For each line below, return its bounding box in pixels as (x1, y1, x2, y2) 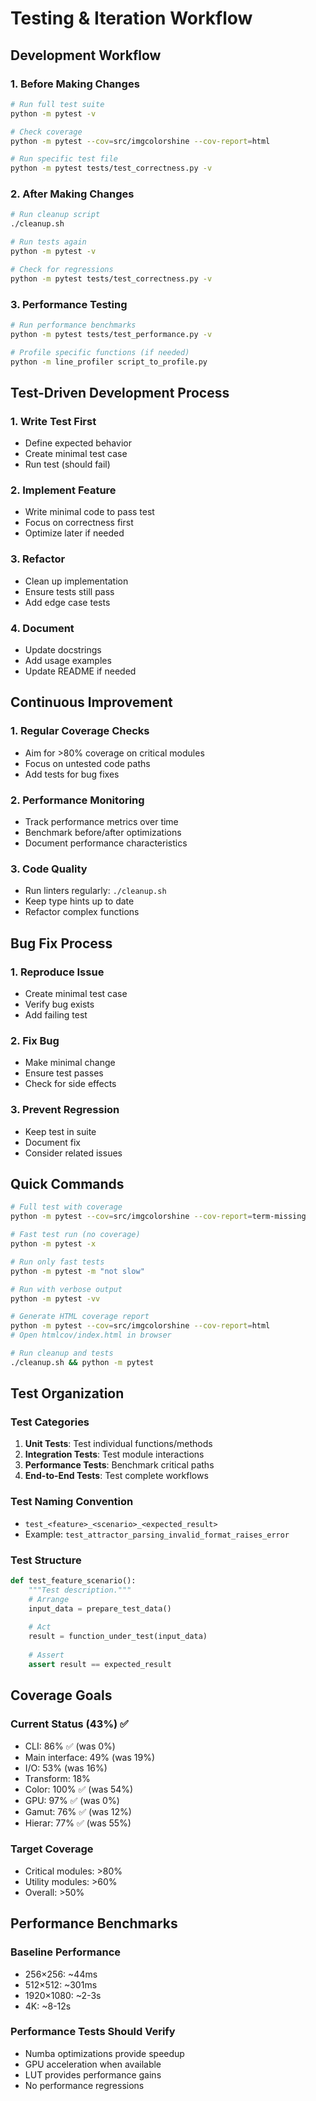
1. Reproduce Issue (10, 965, 105, 979)
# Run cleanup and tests (10, 1348, 114, 1359)
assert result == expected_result (28, 1659, 172, 1669)
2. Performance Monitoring (10, 793, 145, 807)
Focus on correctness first (24, 517, 134, 529)
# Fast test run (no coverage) (10, 1230, 141, 1240)
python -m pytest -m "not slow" (10, 1266, 145, 1276)
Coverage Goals (10, 1687, 113, 1704)
